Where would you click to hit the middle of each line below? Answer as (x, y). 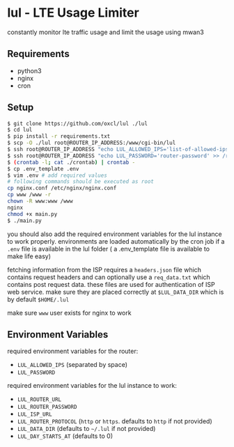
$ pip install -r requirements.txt (59, 136)
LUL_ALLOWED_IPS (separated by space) (72, 365)
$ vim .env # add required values (57, 175)
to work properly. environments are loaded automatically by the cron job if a (116, 241)
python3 (29, 70)
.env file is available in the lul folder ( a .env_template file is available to (109, 249)
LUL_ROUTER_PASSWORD (47, 407)
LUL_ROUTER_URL (39, 400)
